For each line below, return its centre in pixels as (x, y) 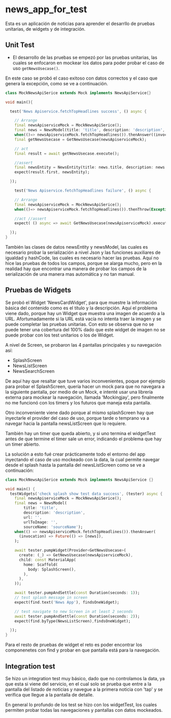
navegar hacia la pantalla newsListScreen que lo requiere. (66, 423)
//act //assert (31, 219)
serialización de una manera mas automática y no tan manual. (70, 274)
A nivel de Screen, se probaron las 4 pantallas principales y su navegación (83, 345)
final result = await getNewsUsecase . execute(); (67, 153)
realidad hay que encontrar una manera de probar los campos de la (76, 269)
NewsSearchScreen (34, 371)
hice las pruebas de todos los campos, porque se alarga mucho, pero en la (83, 263)
